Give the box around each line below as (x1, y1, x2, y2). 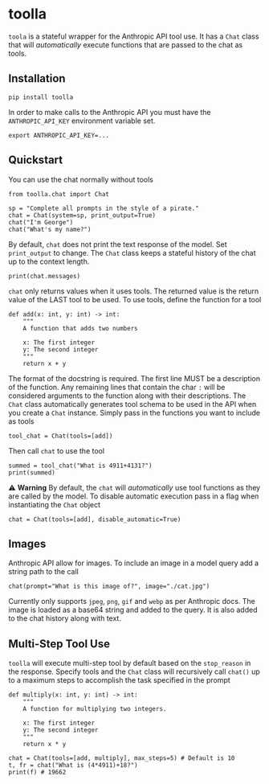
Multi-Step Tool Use (8, 637, 111, 651)
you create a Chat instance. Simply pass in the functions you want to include (8, 408, 261, 417)
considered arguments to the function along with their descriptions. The (8, 391, 247, 400)
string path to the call (8, 567, 79, 577)
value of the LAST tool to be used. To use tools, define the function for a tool (8, 294, 262, 304)
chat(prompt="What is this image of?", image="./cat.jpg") (8, 582, 210, 591)
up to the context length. (8, 257, 90, 266)
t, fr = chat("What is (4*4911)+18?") (8, 761, 138, 770)
